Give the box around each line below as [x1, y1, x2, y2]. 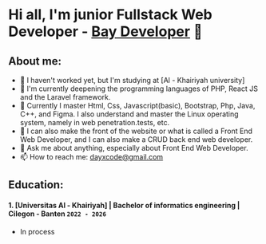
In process [19, 226, 55, 236]
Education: [8, 178, 64, 192]
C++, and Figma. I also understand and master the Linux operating [19, 109, 239, 119]
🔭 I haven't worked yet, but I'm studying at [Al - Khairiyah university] [19, 76, 245, 85]
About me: [8, 54, 62, 68]
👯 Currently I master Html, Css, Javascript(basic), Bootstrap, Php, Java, [19, 101, 256, 110]
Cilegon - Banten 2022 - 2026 [8, 209, 106, 218]
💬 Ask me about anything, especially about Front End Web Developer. [19, 144, 249, 152]
